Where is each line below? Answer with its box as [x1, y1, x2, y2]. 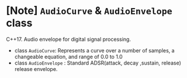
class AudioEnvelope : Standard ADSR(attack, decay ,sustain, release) [14, 59, 181, 66]
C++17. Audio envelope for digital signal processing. [6, 36, 131, 42]
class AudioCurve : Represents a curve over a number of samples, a [14, 47, 175, 54]
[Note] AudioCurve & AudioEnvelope [6, 4, 172, 17]
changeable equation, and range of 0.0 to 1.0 [14, 53, 123, 60]
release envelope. [14, 65, 58, 72]
